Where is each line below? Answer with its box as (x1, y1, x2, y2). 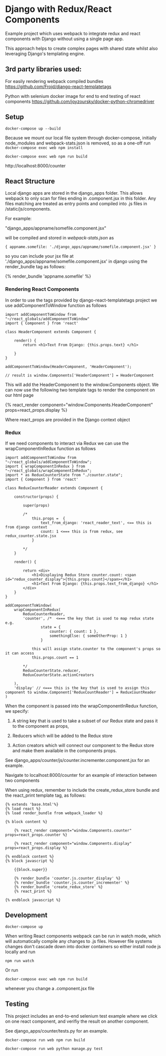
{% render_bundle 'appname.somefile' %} (5, 273, 91, 279)
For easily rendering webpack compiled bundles (5, 78, 104, 84)
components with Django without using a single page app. (5, 36, 124, 42)
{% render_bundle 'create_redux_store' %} (14, 884, 103, 890)
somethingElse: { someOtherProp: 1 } (49, 633, 127, 638)
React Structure (5, 177, 55, 185)
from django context (5, 525, 48, 529)
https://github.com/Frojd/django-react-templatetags (5, 83, 111, 89)
